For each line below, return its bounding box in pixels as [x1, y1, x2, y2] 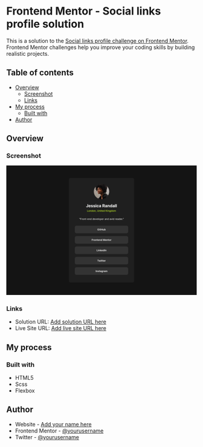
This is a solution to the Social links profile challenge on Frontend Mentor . [6, 37, 189, 44]
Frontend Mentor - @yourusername [14, 427, 104, 434]
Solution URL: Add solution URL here [14, 318, 107, 325]
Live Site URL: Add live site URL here [14, 325, 107, 332]
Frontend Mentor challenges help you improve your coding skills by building [6, 44, 195, 51]
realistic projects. [6, 50, 50, 57]
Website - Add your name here [14, 420, 92, 428]
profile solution [6, 17, 85, 31]
